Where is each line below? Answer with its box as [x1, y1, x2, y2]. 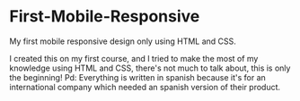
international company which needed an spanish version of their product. [9, 81, 281, 92]
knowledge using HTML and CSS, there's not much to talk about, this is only [9, 63, 291, 73]
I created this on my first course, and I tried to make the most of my [9, 53, 259, 63]
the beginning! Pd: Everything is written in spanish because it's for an [9, 72, 267, 82]
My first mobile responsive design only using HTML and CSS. [9, 36, 236, 46]
